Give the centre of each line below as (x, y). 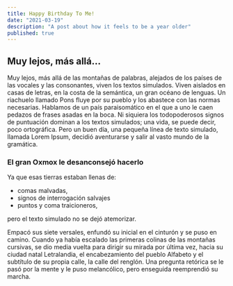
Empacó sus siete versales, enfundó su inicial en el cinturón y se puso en (112, 233)
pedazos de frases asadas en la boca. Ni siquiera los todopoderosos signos (116, 115)
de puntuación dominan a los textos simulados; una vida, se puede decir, (112, 122)
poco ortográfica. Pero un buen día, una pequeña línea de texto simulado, (113, 130)
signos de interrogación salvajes (64, 198)
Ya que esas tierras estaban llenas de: (62, 177)
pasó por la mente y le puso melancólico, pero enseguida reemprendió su (113, 269)
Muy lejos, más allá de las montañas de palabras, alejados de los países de (115, 78)
